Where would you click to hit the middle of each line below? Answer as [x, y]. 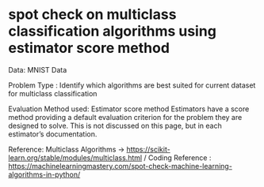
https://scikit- [148, 149]
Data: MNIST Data [38, 69]
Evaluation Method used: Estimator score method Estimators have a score [129, 109]
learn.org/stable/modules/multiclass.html [75, 157]
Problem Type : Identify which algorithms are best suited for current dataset [132, 85]
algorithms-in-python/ [44, 174]
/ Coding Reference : [178, 157]
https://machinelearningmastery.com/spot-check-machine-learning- [120, 166]
